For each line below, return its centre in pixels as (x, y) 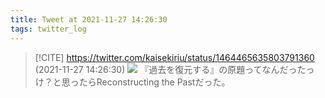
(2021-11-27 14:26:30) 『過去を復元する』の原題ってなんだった (170, 69)
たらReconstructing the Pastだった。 (154, 82)
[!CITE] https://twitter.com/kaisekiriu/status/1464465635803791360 (174, 57)
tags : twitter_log (48, 29)
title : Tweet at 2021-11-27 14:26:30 (89, 19)
